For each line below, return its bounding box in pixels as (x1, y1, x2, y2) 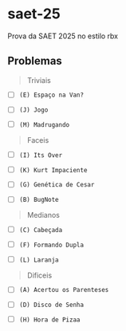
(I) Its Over (18, 151, 63, 160)
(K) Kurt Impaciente (18, 166, 88, 174)
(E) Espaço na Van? (18, 91, 85, 100)
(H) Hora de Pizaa (18, 316, 81, 324)
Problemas (7, 54, 63, 68)
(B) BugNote (18, 196, 59, 204)
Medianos (26, 211, 61, 220)
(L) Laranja (18, 256, 59, 264)
